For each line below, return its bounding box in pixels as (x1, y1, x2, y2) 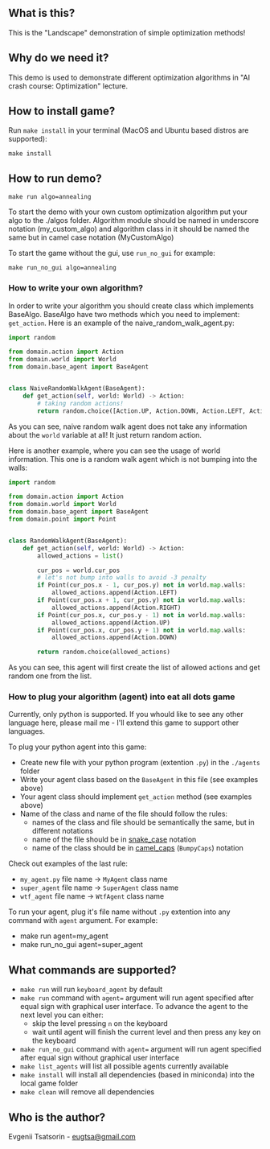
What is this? (8, 6, 76, 20)
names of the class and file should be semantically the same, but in (31, 817, 255, 827)
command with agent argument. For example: (8, 916, 158, 925)
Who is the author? (8, 1110, 106, 1124)
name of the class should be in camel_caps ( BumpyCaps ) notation (31, 843, 243, 853)
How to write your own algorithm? (8, 282, 143, 294)
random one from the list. (8, 671, 92, 681)
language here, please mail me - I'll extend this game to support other (8, 718, 239, 727)
